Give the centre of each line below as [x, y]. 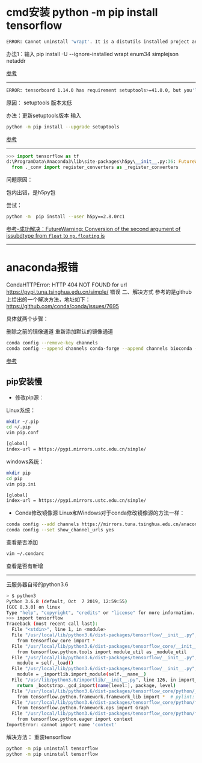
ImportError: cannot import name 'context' [62, 725]
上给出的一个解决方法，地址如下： [48, 299]
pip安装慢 [24, 381]
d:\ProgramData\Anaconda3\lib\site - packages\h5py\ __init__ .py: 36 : [91, 162]
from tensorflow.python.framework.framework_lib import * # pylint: [106, 697]
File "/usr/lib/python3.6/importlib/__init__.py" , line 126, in [94, 680]
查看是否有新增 [25, 566]
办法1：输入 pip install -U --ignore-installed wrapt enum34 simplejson [93, 54]
